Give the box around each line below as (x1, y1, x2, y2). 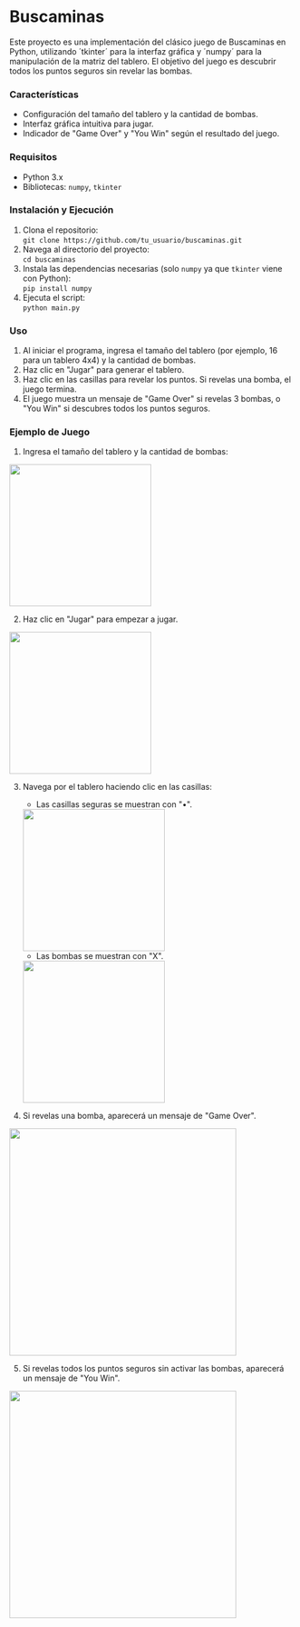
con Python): (22, 273, 72, 284)
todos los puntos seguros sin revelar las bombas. (9, 65, 193, 76)
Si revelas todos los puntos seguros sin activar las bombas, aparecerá (22, 1363, 285, 1374)
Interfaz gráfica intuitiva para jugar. (22, 118, 154, 129)
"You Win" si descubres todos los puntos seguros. (22, 403, 211, 414)
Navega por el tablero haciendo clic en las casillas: (22, 782, 213, 793)
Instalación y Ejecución (9, 204, 114, 216)
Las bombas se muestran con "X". (35, 951, 164, 962)
